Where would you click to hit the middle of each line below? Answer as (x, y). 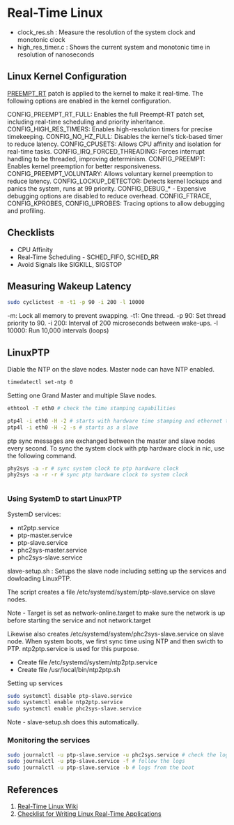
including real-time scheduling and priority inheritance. (86, 122)
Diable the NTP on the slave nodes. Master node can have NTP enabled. (111, 370)
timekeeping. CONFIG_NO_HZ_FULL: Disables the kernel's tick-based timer (115, 136)
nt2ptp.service (38, 527)
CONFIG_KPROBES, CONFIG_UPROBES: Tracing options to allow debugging (116, 203)
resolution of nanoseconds (56, 54)
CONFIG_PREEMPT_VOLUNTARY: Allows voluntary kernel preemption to (110, 173)
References (33, 790)
